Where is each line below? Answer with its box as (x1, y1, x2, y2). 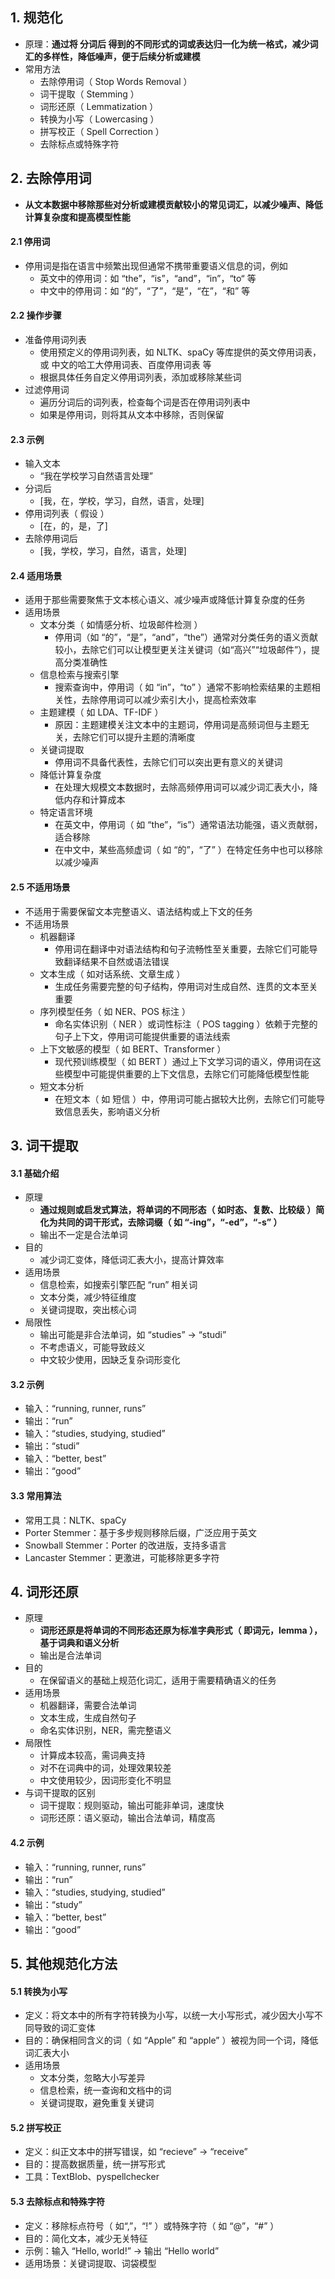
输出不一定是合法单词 (39, 1229, 128, 1241)
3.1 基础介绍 (10, 1167, 60, 1179)
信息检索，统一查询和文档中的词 (39, 2084, 172, 2097)
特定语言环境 (39, 806, 93, 818)
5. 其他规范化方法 (10, 1956, 118, 1973)
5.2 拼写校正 (10, 2121, 62, 2133)
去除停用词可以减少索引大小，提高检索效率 (81, 694, 257, 706)
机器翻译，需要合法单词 (39, 1699, 137, 1712)
